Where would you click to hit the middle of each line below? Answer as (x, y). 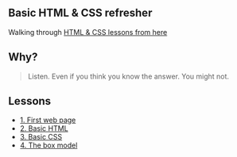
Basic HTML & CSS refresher (80, 13)
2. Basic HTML (44, 128)
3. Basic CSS (41, 137)
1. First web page (48, 120)
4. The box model (49, 145)
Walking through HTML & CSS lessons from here (88, 32)
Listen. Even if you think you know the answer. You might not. (128, 76)
